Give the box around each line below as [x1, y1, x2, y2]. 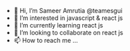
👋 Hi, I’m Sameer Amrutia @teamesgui [13, 7, 123, 14]
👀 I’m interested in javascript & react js [13, 14, 123, 22]
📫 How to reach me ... [13, 37, 78, 44]
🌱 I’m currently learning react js [13, 21, 104, 29]
